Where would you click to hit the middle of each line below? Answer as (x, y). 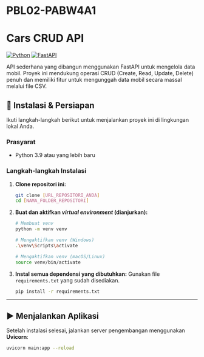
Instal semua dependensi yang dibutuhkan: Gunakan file (87, 274)
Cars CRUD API (45, 38)
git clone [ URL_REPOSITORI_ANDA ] (57, 195)
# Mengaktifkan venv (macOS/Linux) (60, 256)
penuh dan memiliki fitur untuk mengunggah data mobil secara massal (94, 80)
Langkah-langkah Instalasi (46, 171)
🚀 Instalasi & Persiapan (50, 105)
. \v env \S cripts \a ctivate (46, 245)
